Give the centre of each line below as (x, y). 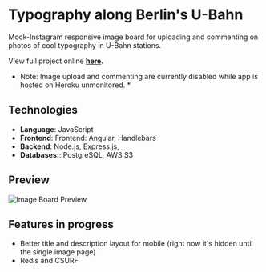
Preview (29, 180)
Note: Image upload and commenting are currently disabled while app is (139, 76)
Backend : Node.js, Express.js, (70, 146)
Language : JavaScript (56, 129)
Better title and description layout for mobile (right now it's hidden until (137, 244)
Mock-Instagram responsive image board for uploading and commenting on (133, 37)
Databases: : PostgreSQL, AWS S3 (77, 154)
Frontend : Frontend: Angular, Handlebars (88, 138)
